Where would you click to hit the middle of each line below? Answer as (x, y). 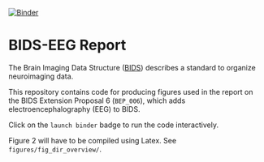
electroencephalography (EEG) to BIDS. (74, 109)
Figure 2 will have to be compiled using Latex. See (93, 140)
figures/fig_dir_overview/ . (55, 149)
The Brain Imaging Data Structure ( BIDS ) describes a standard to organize (132, 67)
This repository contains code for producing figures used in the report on (131, 92)
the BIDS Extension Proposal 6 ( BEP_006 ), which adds (97, 100)
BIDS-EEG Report (67, 45)
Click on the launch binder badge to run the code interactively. (114, 125)
